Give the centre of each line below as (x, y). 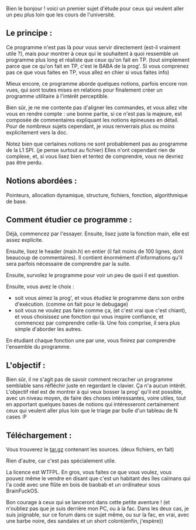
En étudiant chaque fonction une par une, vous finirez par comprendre (91, 340)
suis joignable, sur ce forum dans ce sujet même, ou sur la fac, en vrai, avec (98, 515)
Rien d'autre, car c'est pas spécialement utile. (61, 461)
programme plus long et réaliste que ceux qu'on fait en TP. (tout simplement (98, 60)
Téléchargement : (39, 435)
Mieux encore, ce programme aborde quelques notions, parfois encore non (97, 83)
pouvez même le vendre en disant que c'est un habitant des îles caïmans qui (98, 478)
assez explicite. (25, 240)
